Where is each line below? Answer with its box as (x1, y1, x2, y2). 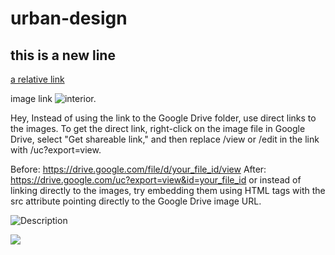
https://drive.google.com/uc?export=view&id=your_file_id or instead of (10, 174, 302, 186)
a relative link (10, 73, 65, 85)
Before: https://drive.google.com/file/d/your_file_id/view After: (10, 163, 267, 175)
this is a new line (10, 47, 116, 64)
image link (10, 93, 53, 104)
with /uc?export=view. (10, 144, 102, 156)
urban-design (10, 7, 128, 30)
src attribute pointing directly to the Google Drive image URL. (10, 195, 262, 207)
